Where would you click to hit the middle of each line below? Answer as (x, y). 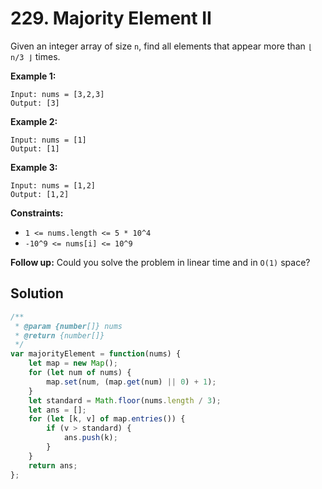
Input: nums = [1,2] (53, 185)
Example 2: (34, 121)
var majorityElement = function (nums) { (96, 354)
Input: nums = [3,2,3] (57, 94)
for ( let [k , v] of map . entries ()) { (107, 419)
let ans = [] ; (57, 410)
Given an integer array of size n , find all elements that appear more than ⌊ (161, 46)
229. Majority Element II (111, 18)
